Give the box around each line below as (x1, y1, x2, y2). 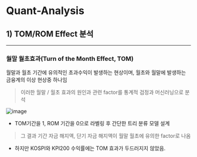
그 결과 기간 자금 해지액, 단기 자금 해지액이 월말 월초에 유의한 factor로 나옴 (20, 132, 191, 139)
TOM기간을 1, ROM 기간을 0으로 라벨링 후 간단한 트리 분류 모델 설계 (14, 120, 170, 127)
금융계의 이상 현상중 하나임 (6, 76, 67, 83)
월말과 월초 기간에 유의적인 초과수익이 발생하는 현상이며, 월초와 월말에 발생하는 (6, 69, 186, 76)
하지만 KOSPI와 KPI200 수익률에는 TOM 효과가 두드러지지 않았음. (14, 145, 166, 152)
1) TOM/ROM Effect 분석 (6, 29, 94, 39)
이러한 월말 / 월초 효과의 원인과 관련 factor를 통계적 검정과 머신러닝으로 (20, 89, 184, 96)
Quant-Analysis (6, 4, 85, 18)
